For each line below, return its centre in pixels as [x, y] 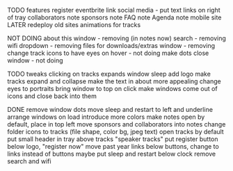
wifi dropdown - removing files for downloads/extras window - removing [111, 46]
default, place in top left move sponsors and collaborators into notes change [116, 124]
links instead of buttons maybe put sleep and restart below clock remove [112, 154]
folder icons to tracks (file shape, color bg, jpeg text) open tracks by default [115, 132]
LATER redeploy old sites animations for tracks [74, 25]
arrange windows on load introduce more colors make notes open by [106, 117]
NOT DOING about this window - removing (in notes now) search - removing [116, 38]
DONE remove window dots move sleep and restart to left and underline [110, 109]
